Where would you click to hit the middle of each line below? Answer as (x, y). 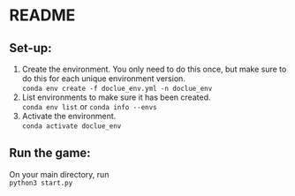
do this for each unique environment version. (103, 79)
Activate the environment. (69, 116)
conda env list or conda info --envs (89, 106)
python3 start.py (41, 183)
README (42, 15)
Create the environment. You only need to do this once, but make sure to (154, 69)
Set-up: (30, 48)
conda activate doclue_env (72, 126)
